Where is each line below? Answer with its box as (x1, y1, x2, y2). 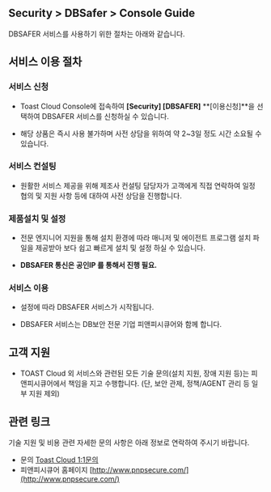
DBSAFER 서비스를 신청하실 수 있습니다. (41, 111, 170, 121)
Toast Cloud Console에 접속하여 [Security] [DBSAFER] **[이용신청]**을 (19, 101, 255, 111)
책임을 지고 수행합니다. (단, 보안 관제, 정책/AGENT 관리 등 (67, 379, 250, 388)
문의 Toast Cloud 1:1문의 (19, 455, 99, 464)
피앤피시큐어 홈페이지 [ (19, 465, 93, 475)
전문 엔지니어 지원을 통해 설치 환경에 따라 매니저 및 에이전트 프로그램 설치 (19, 233, 252, 243)
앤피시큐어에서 (19, 379, 66, 388)
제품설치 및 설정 (8, 213, 66, 224)
